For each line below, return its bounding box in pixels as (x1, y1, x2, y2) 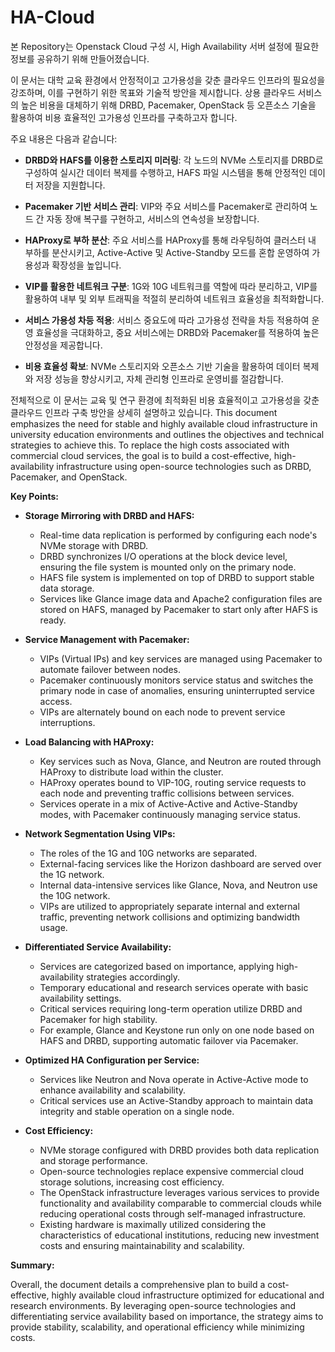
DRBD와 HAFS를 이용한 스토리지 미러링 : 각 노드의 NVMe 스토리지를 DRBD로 (24, 154, 324, 166)
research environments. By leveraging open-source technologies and (10, 1299, 297, 1311)
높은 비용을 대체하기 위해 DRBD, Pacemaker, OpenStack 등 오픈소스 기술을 (20, 99, 317, 111)
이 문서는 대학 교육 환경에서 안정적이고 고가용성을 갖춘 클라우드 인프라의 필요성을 (10, 74, 326, 86)
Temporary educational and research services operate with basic (39, 981, 309, 993)
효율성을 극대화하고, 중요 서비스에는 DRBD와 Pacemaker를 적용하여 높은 (35, 326, 320, 338)
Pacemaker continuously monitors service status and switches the (39, 674, 314, 686)
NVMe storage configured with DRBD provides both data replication (39, 1144, 320, 1156)
